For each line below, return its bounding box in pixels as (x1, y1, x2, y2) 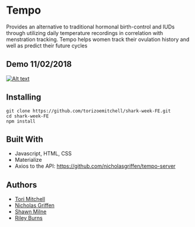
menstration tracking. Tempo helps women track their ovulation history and (6, 36, 190, 43)
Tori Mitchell (14, 196, 46, 203)
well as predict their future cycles (6, 42, 88, 49)
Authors (6, 180, 37, 190)
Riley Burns (14, 215, 43, 222)
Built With (6, 134, 43, 144)
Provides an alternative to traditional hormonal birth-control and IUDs (6, 23, 175, 30)
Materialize (14, 156, 43, 164)
